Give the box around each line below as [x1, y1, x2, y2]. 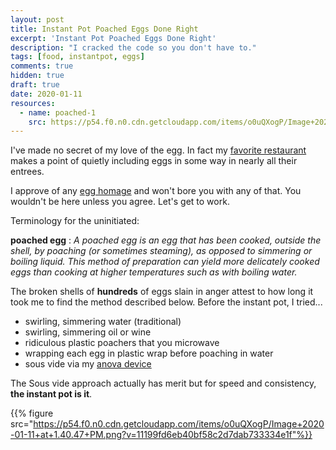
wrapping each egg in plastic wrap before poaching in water [24, 347, 274, 360]
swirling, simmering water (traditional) [24, 316, 182, 328]
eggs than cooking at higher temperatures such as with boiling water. [10, 266, 298, 278]
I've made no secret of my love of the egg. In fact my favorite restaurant [10, 144, 307, 156]
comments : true [10, 61, 74, 71]
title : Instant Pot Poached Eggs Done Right [10, 24, 199, 34]
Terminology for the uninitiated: [10, 215, 140, 227]
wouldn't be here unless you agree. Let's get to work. [10, 196, 230, 208]
